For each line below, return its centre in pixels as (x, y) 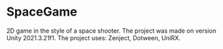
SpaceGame (42, 12)
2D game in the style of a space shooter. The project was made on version (112, 31)
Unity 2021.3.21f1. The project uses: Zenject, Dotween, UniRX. (94, 37)
